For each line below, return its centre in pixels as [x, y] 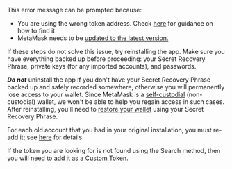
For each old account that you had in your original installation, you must [109, 130]
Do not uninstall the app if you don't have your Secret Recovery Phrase [109, 80]
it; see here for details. [52, 137]
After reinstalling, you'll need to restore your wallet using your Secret [106, 109]
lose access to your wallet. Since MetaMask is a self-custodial [96, 94]
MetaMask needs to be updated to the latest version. [93, 38]
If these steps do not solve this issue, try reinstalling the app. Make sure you [116, 52]
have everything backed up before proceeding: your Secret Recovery [106, 59]
